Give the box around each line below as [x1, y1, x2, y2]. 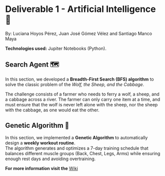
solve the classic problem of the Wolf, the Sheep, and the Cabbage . [5, 81, 145, 88]
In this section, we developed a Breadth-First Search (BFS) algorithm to [5, 76, 155, 82]
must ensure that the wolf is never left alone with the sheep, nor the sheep [5, 101, 158, 107]
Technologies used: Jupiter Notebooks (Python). [5, 45, 107, 51]
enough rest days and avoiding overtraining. [5, 156, 96, 162]
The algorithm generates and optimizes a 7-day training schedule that [5, 145, 149, 151]
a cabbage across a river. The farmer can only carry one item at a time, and [5, 96, 161, 102]
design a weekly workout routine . [5, 140, 76, 146]
